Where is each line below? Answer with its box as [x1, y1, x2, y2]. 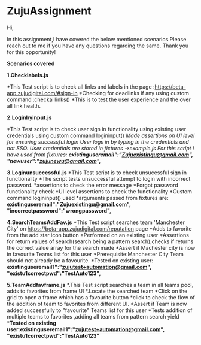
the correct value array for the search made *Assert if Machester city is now [7, 244, 196, 251]
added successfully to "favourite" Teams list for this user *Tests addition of [7, 307, 193, 314]
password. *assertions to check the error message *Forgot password [7, 181, 178, 189]
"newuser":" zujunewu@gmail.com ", [7, 157, 101, 164]
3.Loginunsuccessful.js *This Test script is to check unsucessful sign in [7, 169, 187, 176]
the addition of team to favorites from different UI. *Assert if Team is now [7, 300, 187, 307]
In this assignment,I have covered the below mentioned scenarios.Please [7, 35, 187, 43]
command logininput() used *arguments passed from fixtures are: [7, 194, 169, 201]
